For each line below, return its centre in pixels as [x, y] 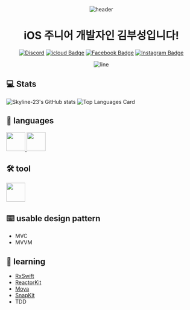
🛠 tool [19, 168]
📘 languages [30, 121]
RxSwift [24, 276]
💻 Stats [21, 84]
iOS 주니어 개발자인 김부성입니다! [101, 36]
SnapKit [25, 295]
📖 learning [26, 261]
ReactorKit [28, 282]
